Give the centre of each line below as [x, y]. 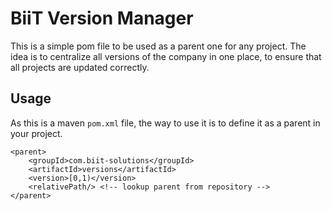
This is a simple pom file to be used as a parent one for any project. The [158, 46]
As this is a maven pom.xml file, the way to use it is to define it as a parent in [165, 123]
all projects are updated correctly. [80, 67]
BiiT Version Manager [102, 18]
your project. [36, 133]
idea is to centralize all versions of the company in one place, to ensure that [166, 56]
